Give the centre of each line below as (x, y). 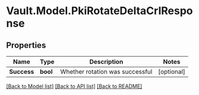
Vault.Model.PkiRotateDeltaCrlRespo (99, 11)
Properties (26, 45)
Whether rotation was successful (106, 72)
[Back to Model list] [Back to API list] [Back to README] (74, 86)
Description (106, 62)
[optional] (172, 72)
